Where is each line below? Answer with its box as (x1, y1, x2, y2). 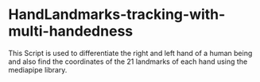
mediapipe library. (8, 65, 68, 74)
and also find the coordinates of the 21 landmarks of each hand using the (8, 57, 248, 66)
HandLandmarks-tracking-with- (8, 6, 226, 24)
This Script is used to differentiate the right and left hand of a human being (8, 48, 253, 58)
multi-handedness (8, 22, 134, 40)
